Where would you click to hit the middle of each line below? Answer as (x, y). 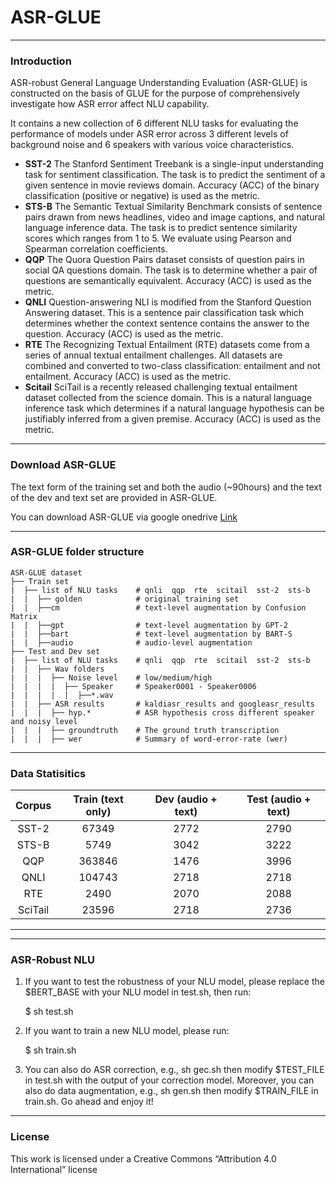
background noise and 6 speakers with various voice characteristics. (152, 145)
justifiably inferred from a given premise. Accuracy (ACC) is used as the (173, 419)
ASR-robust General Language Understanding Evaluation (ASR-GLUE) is (159, 83)
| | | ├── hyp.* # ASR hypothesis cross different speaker (162, 712)
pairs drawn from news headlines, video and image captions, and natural (174, 217)
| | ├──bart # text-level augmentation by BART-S (151, 634)
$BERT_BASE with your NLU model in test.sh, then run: (138, 992)
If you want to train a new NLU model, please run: (127, 1031)
